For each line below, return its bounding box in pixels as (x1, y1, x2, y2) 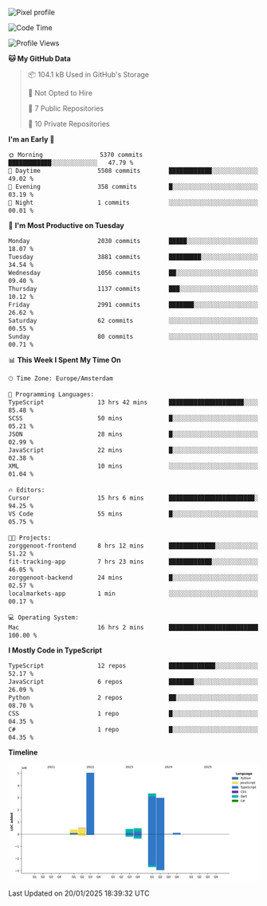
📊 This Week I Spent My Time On (8, 355, 121, 364)
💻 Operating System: (8, 614, 80, 622)
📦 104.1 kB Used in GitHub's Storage (27, 70, 150, 79)
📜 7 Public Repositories (27, 104, 104, 113)
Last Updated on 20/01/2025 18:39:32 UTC (8, 888, 150, 898)
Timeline (8, 747, 38, 757)
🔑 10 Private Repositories (27, 120, 110, 128)
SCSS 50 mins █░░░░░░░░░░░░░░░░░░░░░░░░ (8, 414, 259, 422)
